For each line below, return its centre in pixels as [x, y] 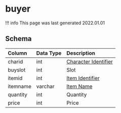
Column [17, 53]
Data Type [49, 53]
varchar [45, 86]
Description [81, 53]
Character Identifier [90, 61]
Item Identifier [83, 78]
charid [15, 61]
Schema [18, 39]
